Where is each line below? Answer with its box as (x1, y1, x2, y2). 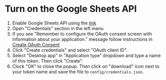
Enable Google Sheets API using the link (12, 20, 96, 26)
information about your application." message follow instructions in (12, 36, 153, 42)
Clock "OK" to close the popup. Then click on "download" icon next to (12, 63, 160, 69)
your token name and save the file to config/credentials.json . (12, 68, 144, 74)
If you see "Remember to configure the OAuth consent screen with (12, 31, 152, 37)
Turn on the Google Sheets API (5, 3, 137, 15)
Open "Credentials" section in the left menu (12, 25, 104, 31)
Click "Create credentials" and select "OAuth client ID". (12, 47, 128, 53)
